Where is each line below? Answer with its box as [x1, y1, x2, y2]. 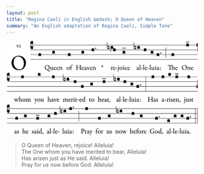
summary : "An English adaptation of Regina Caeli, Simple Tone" [6, 23, 173, 29]
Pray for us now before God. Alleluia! [21, 161, 114, 168]
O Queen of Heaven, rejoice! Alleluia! [21, 141, 114, 149]
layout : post [6, 10, 40, 16]
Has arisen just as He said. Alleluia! [21, 154, 110, 162]
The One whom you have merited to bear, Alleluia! [21, 148, 147, 155]
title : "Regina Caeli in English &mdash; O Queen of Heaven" [6, 16, 165, 23]
